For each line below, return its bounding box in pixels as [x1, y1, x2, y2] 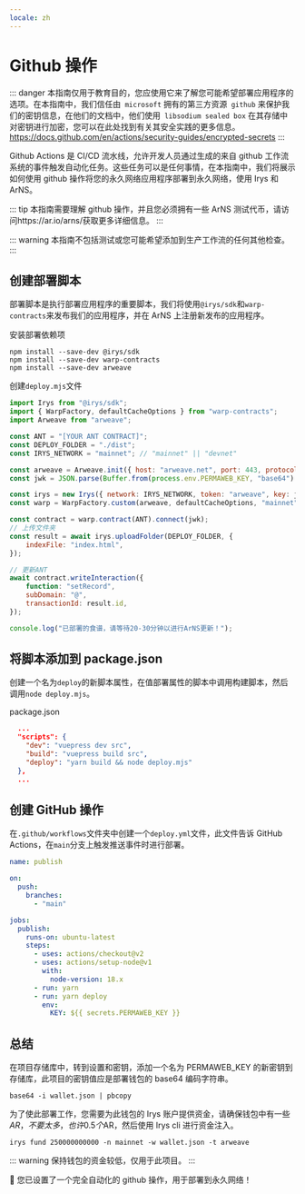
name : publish [9, 858, 64, 867]
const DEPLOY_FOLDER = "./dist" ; [9, 440, 136, 450]
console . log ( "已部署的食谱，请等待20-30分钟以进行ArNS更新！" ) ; [9, 623, 233, 632]
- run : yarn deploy [33, 991, 107, 1000]
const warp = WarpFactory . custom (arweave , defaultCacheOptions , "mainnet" [9, 499, 299, 508]
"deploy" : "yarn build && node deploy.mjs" [25, 758, 193, 767]
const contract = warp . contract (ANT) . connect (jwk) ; [9, 515, 209, 524]
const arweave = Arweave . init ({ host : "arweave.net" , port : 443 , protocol [9, 465, 299, 474]
